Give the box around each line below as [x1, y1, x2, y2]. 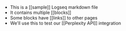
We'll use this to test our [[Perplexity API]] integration [10, 20, 121, 26]
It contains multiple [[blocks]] [10, 9, 72, 15]
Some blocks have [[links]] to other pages [10, 15, 98, 20]
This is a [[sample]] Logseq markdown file [10, 4, 98, 10]
